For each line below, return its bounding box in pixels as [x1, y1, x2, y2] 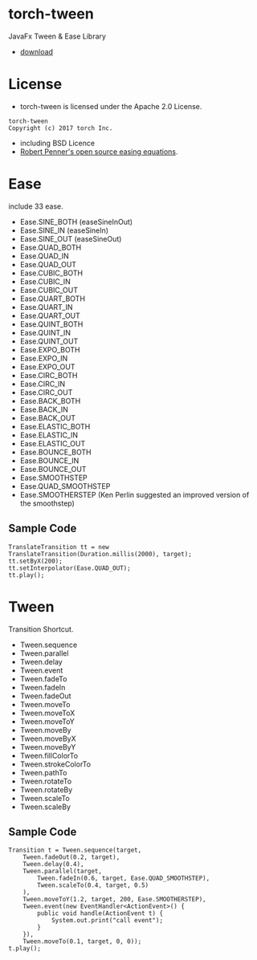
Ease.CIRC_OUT [19, 387, 73, 397]
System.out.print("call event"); [51, 917, 163, 925]
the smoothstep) [19, 498, 75, 508]
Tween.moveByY [19, 742, 76, 751]
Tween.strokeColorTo [19, 759, 91, 769]
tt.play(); [8, 571, 45, 579]
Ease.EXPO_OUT [19, 362, 75, 372]
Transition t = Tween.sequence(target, [8, 846, 142, 855]
